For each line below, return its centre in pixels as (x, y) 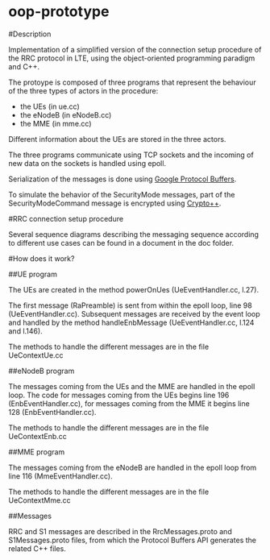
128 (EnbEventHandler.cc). (52, 412)
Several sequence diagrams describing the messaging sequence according (134, 234)
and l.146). (25, 331)
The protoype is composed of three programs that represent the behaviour (132, 82)
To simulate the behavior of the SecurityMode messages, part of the (122, 194)
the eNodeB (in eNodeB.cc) (66, 114)
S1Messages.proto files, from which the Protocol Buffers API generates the (132, 540)
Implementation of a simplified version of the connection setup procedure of (135, 49)
